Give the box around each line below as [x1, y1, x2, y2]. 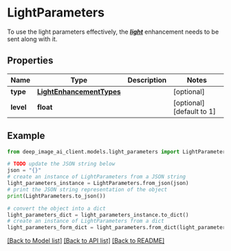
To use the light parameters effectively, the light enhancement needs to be [7, 28, 219, 36]
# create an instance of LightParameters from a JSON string [7, 173, 186, 180]
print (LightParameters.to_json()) [7, 193, 107, 199]
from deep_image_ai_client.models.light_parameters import [7, 148, 180, 155]
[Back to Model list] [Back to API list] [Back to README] [7, 237, 165, 245]
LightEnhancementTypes [36, 87, 122, 96]
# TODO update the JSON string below [7, 160, 115, 168]
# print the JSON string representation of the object [7, 186, 168, 193]
